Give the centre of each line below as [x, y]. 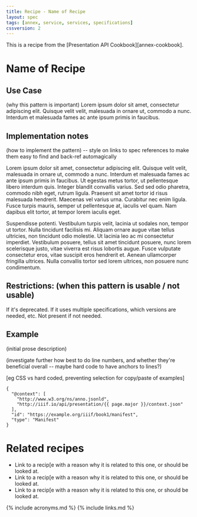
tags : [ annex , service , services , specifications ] [70, 22]
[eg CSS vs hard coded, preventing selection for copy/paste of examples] [95, 378]
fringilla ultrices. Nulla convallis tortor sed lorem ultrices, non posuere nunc [97, 261]
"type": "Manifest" [35, 420]
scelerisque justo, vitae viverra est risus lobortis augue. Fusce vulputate [93, 248]
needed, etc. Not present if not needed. [54, 316]
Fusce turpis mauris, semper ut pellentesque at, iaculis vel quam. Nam [91, 206]
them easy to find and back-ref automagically [61, 157]
